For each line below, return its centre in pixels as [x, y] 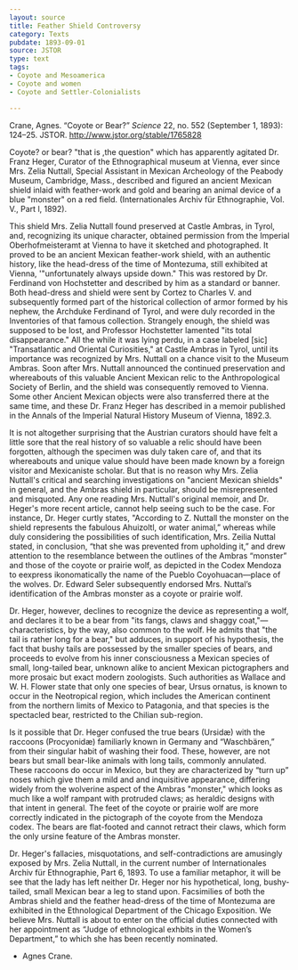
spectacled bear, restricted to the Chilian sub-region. [106, 714]
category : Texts [39, 34]
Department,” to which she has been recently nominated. [114, 938]
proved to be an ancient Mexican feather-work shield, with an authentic [140, 254]
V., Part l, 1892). [38, 208]
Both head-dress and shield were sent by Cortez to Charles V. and [130, 292]
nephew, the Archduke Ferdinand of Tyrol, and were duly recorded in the [142, 311]
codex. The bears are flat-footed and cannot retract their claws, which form [148, 827]
